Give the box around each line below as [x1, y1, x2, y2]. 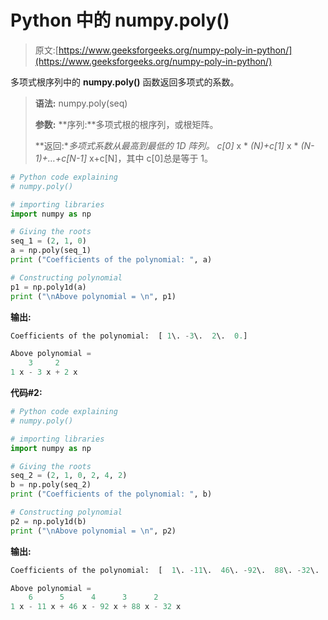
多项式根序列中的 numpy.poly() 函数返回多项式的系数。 [10, 76, 240, 88]
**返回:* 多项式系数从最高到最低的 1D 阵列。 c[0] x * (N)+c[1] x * [34, 139, 299, 151]
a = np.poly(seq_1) [10, 246, 92, 256]
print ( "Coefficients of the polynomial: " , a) [10, 255, 213, 265]
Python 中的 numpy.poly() [10, 9, 230, 32]
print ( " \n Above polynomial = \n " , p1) [10, 291, 177, 301]
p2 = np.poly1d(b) [10, 516, 87, 526]
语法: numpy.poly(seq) [34, 97, 128, 109]
